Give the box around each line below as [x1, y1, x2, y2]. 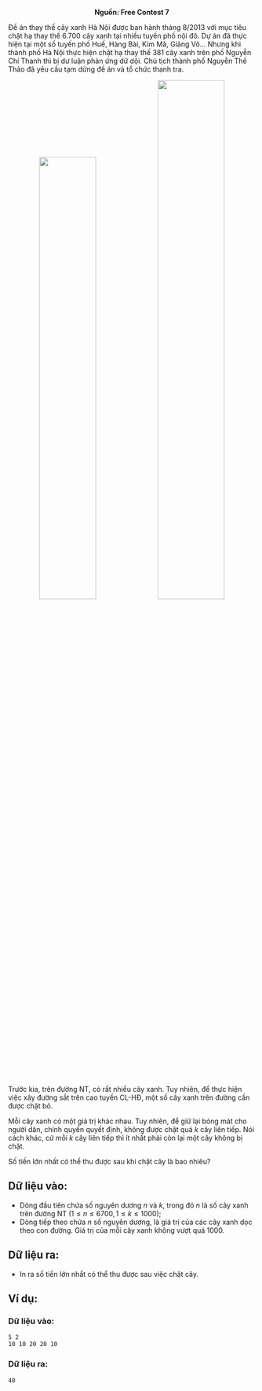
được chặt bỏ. [8, 1101, 53, 1110]
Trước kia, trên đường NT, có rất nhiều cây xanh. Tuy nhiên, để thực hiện [8, 1085, 242, 1093]
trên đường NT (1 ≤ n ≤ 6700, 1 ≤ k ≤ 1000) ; [19, 1208, 162, 1218]
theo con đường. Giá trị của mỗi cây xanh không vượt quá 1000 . [19, 1225, 225, 1235]
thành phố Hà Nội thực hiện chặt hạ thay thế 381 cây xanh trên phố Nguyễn [8, 48, 252, 57]
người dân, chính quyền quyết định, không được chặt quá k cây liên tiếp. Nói [8, 1125, 255, 1134]
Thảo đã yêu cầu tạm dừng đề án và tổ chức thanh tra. [8, 65, 184, 74]
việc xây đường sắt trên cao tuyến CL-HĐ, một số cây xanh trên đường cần [8, 1093, 250, 1102]
